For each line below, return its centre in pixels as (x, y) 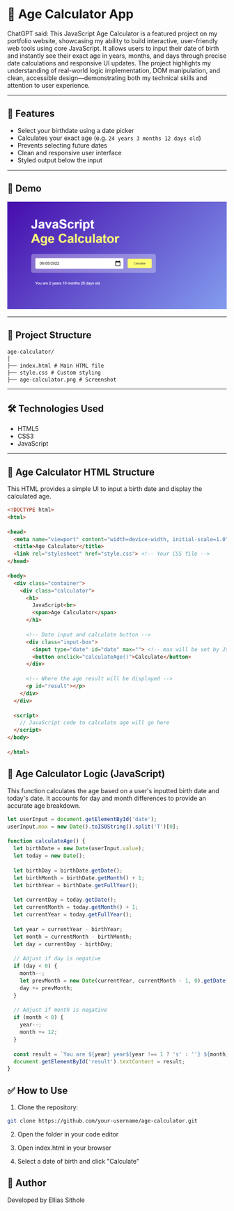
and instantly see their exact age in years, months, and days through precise (117, 56)
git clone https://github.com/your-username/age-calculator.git (102, 1121)
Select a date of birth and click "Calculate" (78, 1161)
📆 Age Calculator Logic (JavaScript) (86, 774)
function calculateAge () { (46, 841)
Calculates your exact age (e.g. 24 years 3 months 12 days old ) (109, 138)
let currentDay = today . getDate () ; (65, 900)
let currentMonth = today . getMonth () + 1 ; (76, 907)
